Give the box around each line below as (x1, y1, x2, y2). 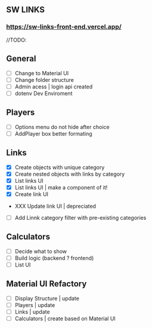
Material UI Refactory (6, 279, 87, 289)
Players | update (14, 301, 55, 308)
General (6, 54, 37, 64)
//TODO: (6, 36, 27, 44)
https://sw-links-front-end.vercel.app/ (6, 23, 122, 31)
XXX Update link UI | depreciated (14, 203, 97, 210)
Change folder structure (14, 76, 75, 83)
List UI (14, 261, 31, 268)
